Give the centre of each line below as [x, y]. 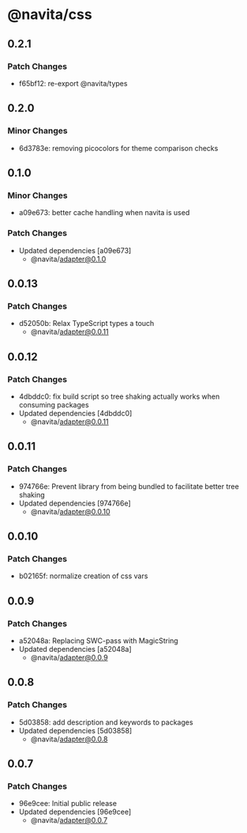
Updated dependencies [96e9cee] [75, 812]
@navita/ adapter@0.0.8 [69, 739]
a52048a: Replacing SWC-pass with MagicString [98, 640]
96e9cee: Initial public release [68, 804]
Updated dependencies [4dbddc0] [75, 413]
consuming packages [54, 404]
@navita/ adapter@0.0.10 [71, 511]
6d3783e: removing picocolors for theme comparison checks [118, 148]
